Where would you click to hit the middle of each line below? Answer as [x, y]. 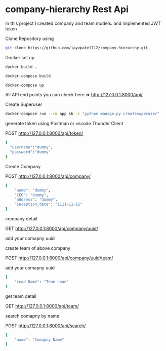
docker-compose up [25, 85]
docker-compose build [28, 76]
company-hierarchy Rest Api [67, 9]
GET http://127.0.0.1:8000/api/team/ [42, 306]
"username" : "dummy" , [31, 147]
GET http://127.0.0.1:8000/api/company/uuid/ [52, 228]
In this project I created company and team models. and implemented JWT [83, 23]
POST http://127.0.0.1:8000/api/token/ [44, 133]
